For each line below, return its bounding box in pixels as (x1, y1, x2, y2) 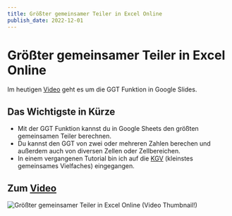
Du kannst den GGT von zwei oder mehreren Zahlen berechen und (17, 139, 212, 148)
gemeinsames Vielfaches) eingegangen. (17, 162, 135, 170)
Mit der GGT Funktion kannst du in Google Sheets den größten (17, 125, 199, 133)
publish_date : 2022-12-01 (7, 17, 83, 24)
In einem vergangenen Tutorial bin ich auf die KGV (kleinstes (17, 154, 194, 163)
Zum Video (7, 182, 57, 194)
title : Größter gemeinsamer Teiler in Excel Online (7, 10, 162, 18)
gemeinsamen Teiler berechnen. (17, 132, 111, 141)
